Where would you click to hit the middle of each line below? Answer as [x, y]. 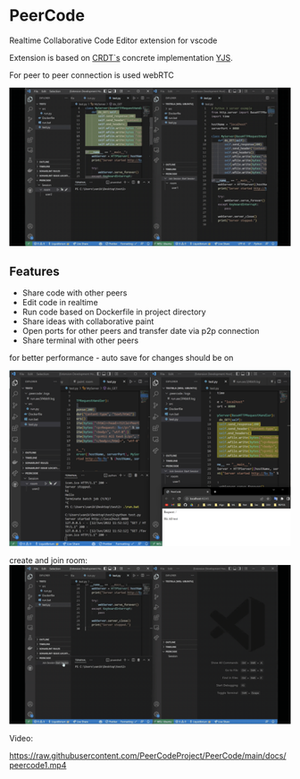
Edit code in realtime [60, 303]
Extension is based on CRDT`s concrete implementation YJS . [121, 57]
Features [34, 271]
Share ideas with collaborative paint [88, 321]
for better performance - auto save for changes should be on [121, 358]
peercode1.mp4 [38, 765]
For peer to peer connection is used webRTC [92, 75]
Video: [21, 738]
